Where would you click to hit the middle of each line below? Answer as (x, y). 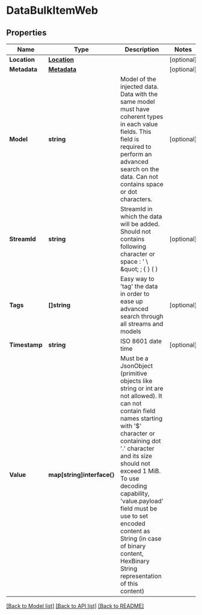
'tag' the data (139, 286)
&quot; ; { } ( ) (139, 269)
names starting (141, 418)
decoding (133, 486)
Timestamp (26, 345)
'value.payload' (142, 501)
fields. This (136, 132)
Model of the (138, 79)
